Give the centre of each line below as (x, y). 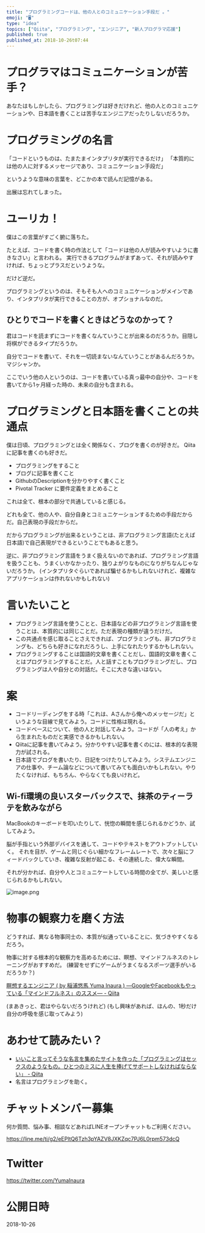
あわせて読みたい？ (55, 1041)
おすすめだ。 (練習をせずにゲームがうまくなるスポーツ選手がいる (114, 965)
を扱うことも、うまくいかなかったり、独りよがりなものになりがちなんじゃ (100, 563)
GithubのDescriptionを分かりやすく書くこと (70, 480)
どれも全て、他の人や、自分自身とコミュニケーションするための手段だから (100, 514)
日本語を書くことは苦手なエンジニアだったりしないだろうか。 (116, 113)
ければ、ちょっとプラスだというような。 (57, 265)
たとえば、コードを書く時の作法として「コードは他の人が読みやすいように (100, 250)
